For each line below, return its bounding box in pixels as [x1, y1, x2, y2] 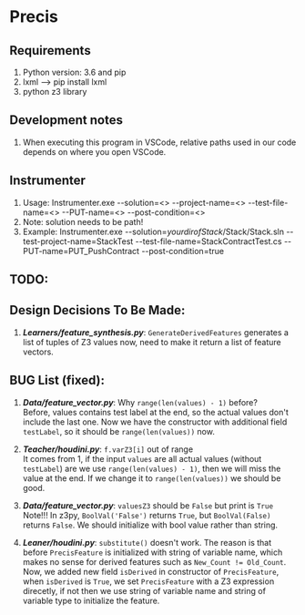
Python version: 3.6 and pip [22, 67, 127, 77]
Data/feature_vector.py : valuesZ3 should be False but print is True [22, 499, 274, 511]
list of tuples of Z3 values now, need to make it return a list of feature [22, 336, 281, 347]
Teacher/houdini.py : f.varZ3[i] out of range [22, 444, 194, 455]
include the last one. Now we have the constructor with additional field [22, 416, 288, 427]
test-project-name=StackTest [22, 235, 134, 247]
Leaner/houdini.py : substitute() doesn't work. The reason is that [22, 537, 272, 548]
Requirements [9, 43, 91, 58]
